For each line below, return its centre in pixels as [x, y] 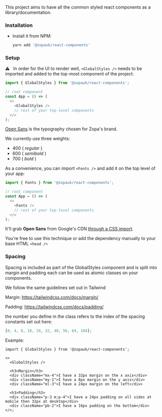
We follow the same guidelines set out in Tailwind [55, 288]
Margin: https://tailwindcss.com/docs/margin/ [52, 297]
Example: [15, 340]
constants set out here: [29, 321]
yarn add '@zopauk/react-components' [51, 45]
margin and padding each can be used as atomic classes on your [72, 273]
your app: [15, 174]
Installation [19, 25]
